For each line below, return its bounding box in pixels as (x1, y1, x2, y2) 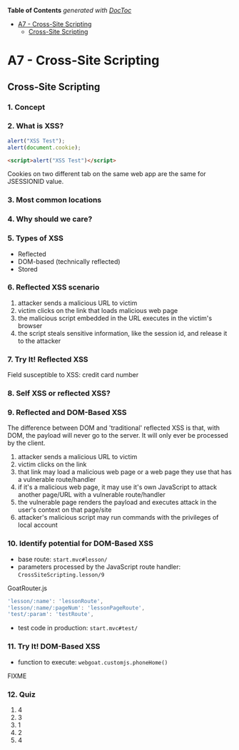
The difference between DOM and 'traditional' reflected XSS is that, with (7, 423, 220, 432)
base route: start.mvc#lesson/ (17, 555, 108, 563)
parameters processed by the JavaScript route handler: (17, 562, 181, 571)
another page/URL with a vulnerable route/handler (17, 490, 166, 499)
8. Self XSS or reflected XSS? (7, 389, 111, 399)
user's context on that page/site (17, 505, 112, 514)
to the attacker (17, 337, 61, 345)
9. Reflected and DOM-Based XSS (7, 408, 127, 417)
